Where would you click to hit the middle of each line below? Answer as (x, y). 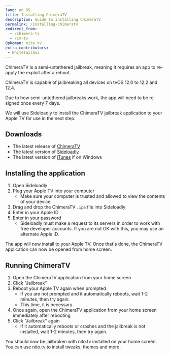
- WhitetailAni (23, 52)
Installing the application (45, 173)
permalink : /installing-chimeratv (42, 24)
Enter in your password (37, 218)
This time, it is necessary (46, 304)
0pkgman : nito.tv (24, 43)
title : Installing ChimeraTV (36, 15)
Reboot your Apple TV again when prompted (59, 288)
